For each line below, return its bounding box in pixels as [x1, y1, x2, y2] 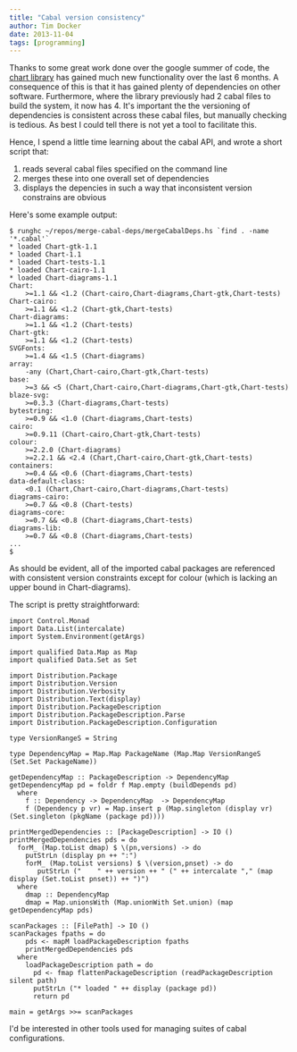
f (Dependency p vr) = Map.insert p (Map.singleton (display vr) [25, 804, 274, 813]
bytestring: [9, 407, 54, 416]
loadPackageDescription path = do [25, 961, 153, 970]
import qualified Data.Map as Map [9, 648, 138, 657]
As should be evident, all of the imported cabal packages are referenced [9, 563, 276, 574]
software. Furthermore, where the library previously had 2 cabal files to [9, 91, 271, 102]
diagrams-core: [9, 509, 66, 518]
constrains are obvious [21, 192, 107, 203]
